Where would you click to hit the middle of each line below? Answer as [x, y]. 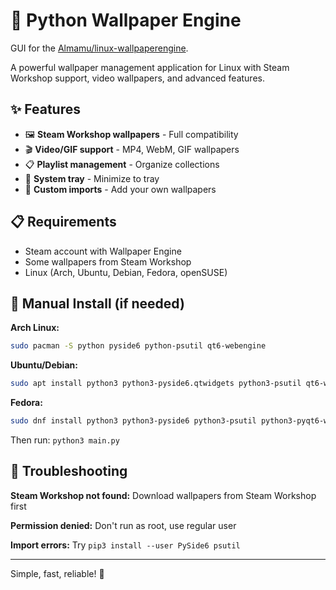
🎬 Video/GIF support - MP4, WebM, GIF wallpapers [132, 149]
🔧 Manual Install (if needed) [97, 303]
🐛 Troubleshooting [69, 471]
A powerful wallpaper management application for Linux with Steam [150, 67]
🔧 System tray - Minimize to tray [92, 178]
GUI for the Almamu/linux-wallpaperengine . [99, 48]
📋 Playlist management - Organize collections [122, 164]
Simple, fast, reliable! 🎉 [57, 573]
